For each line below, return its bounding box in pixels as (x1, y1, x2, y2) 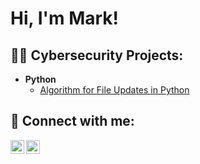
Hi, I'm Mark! (10, 7, 120, 30)
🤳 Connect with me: (10, 113, 135, 130)
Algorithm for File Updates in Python (39, 84, 190, 96)
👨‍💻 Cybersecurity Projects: (10, 47, 184, 64)
